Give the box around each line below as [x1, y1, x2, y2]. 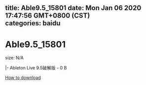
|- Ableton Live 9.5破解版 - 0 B [5, 65, 67, 71]
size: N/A [5, 55, 24, 61]
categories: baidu [5, 19, 61, 27]
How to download [5, 75, 41, 81]
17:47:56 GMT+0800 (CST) [5, 12, 90, 20]
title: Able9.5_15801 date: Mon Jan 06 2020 [5, 4, 142, 12]
